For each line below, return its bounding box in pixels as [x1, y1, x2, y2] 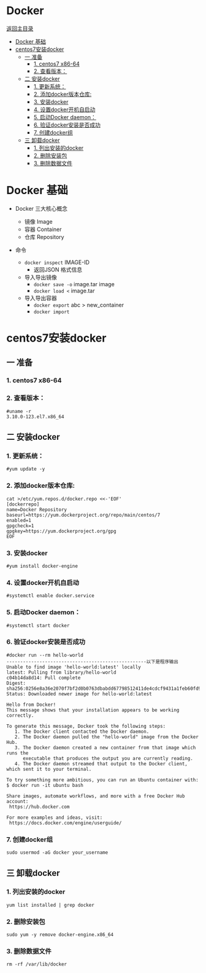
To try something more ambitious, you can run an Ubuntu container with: [6, 776, 199, 783]
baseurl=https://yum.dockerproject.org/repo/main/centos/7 [6, 512, 161, 518]
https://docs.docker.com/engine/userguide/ [9, 819, 122, 826]
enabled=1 [6, 517, 32, 523]
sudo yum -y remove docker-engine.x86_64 [6, 932, 114, 938]
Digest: [6, 680, 26, 686]
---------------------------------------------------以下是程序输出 [6, 658, 179, 665]
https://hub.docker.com [9, 803, 70, 810]
